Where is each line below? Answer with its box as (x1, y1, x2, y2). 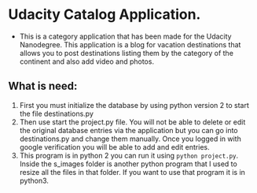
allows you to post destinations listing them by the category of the (19, 48, 234, 58)
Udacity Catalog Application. (8, 6, 201, 24)
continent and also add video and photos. (19, 57, 155, 66)
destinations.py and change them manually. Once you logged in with (19, 134, 241, 143)
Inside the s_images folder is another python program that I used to (19, 159, 237, 169)
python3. (19, 176, 50, 185)
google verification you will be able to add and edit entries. (19, 142, 210, 151)
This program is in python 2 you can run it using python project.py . (19, 150, 239, 160)
